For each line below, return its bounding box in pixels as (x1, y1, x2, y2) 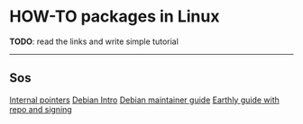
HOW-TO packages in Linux (9, 6, 220, 27)
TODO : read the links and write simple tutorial (9, 36, 179, 47)
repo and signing (9, 103, 72, 114)
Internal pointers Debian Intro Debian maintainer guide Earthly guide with (9, 94, 280, 105)
